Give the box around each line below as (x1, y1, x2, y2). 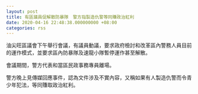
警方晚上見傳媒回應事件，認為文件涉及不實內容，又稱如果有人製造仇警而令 (6, 74, 187, 81)
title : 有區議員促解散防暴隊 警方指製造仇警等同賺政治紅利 (6, 14, 134, 20)
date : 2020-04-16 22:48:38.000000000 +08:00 (6, 19, 117, 25)
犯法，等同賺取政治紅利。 (16, 82, 78, 89)
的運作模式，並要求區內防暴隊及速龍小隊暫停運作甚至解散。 (6, 49, 151, 56)
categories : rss (6, 25, 46, 31)
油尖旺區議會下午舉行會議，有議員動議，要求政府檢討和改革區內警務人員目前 (6, 42, 192, 49)
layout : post (6, 8, 38, 15)
